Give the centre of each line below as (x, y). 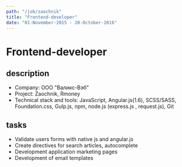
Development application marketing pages (66, 152)
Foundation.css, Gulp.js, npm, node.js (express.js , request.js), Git (94, 106)
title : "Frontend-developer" (42, 17)
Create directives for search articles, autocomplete (76, 146)
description (28, 73)
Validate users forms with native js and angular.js (74, 139)
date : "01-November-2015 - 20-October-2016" (62, 22)
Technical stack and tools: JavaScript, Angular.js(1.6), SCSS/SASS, (95, 100)
